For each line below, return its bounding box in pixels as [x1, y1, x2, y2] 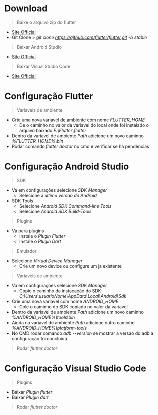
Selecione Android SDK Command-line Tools [19, 203, 112, 209]
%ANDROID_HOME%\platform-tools [11, 325, 87, 331]
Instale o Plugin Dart [19, 238, 61, 244]
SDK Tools [11, 198, 33, 204]
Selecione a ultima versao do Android [19, 192, 97, 198]
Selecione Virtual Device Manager [11, 258, 83, 264]
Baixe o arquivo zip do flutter [16, 19, 76, 25]
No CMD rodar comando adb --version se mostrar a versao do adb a [11, 330, 153, 336]
